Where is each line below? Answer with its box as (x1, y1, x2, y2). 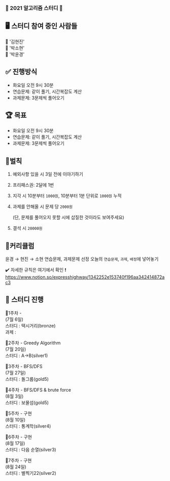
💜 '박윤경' (5, 51, 25, 57)
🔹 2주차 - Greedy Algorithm (5, 340, 61, 346)
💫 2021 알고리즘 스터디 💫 (5, 4, 63, 11)
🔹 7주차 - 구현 (5, 457, 32, 463)
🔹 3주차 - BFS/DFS (5, 363, 43, 369)
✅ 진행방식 (5, 68, 38, 76)
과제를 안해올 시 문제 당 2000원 (12, 203, 73, 209)
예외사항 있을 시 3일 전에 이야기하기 (12, 171, 84, 177)
